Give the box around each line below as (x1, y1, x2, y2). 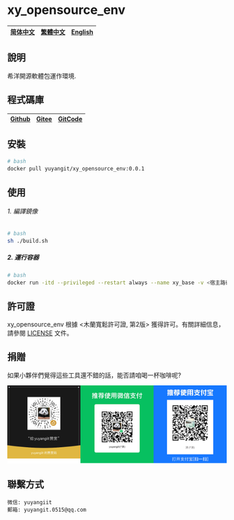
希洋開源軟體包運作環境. (7, 72, 77, 80)
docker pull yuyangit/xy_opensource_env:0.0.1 (7, 166, 145, 173)
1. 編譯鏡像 (7, 207, 38, 216)
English (71, 27, 94, 36)
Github (10, 115, 31, 123)
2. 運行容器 (7, 253, 40, 262)
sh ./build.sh (7, 237, 49, 244)
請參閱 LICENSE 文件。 (7, 329, 73, 337)
